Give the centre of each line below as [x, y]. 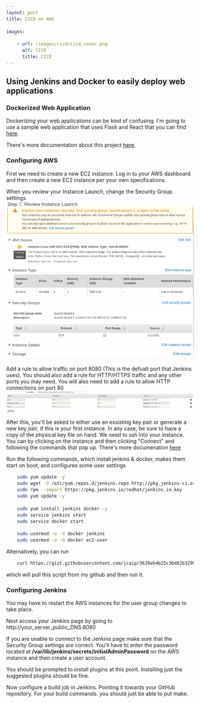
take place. [20, 609]
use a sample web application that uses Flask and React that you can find [96, 127]
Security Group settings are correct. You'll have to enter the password [92, 645]
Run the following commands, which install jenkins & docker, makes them [96, 459]
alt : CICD [34, 51]
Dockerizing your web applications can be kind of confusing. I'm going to [96, 121]
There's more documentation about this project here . [71, 145]
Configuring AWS [32, 161]
